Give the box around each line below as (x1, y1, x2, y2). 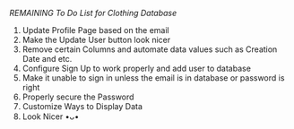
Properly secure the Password (22, 91, 134, 102)
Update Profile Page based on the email (22, 25, 169, 35)
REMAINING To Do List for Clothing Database (9, 8, 177, 18)
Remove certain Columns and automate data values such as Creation (22, 44, 278, 55)
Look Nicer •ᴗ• (22, 111, 80, 122)
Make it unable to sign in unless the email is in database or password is (22, 73, 285, 83)
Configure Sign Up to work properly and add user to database (22, 63, 251, 73)
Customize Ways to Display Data (22, 101, 143, 111)
